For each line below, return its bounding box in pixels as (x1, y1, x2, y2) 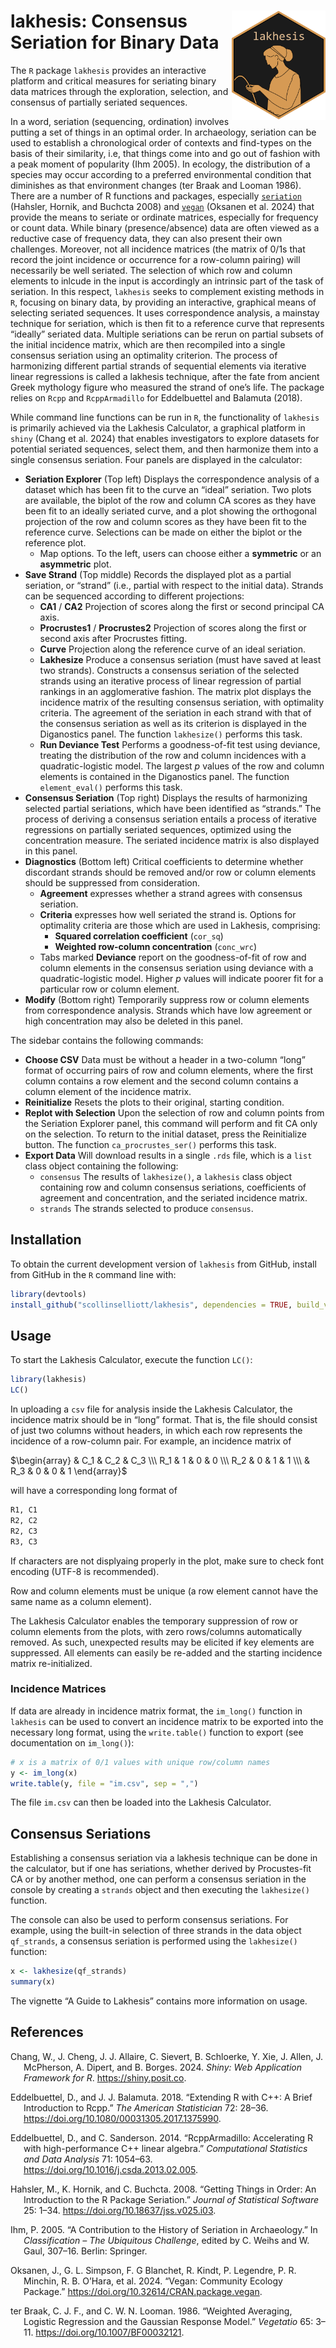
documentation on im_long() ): (10, 1736, 135, 1749)
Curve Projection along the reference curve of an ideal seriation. (39, 643, 306, 655)
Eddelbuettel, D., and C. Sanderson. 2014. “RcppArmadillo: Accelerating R (10, 2131, 314, 2144)
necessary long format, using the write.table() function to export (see (10, 1726, 304, 1738)
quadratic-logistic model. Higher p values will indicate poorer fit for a (39, 972, 324, 984)
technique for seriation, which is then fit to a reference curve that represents (10, 317, 325, 329)
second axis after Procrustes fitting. (39, 632, 188, 644)
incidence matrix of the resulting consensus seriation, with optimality (39, 696, 325, 708)
